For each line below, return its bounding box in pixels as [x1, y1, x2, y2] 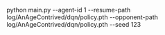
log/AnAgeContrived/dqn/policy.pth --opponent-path [6, 13, 159, 21]
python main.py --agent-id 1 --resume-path [6, 6, 131, 14]
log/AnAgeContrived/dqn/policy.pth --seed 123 [6, 21, 141, 28]
